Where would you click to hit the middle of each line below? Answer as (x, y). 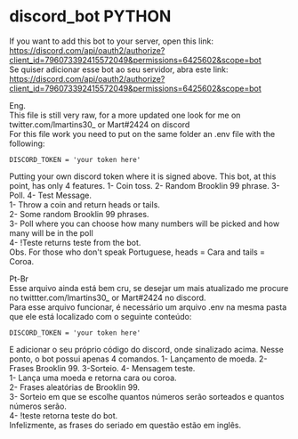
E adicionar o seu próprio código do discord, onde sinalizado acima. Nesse (147, 349)
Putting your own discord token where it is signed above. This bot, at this (143, 176)
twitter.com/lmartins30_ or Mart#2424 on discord (100, 124)
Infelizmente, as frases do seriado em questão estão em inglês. (125, 425)
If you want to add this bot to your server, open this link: (112, 41)
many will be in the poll (51, 232)
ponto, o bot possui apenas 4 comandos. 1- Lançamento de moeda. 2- (138, 359)
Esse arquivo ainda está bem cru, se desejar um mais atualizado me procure (149, 288)
